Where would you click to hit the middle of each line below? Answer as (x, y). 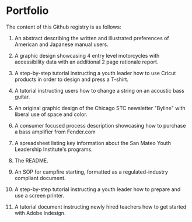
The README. (31, 160)
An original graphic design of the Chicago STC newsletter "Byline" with (100, 108)
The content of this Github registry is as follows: (64, 27)
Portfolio (27, 11)
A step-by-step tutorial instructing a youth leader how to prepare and (97, 189)
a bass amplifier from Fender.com (55, 132)
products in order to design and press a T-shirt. (71, 79)
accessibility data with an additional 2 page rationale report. (86, 62)
